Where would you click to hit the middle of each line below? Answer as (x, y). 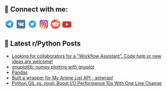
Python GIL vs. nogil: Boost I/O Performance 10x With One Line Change (87, 83)
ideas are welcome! (32, 61)
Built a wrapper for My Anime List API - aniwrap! (62, 78)
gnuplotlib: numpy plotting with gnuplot (53, 66)
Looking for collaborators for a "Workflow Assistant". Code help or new (86, 56)
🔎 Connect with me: (36, 9)
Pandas (20, 72)
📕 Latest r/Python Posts (43, 44)
